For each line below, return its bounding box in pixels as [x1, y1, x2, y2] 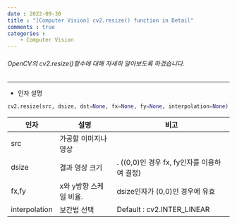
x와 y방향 [59, 181, 90, 191]
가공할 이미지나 [59, 134, 107, 144]
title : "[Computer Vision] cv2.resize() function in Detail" [7, 17, 194, 24]
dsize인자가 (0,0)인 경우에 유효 [116, 187, 216, 197]
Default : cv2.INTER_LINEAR [116, 205, 210, 215]
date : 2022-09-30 [7, 10, 61, 18]
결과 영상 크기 [59, 163, 103, 173]
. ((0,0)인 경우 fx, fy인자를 [116, 158, 200, 168]
